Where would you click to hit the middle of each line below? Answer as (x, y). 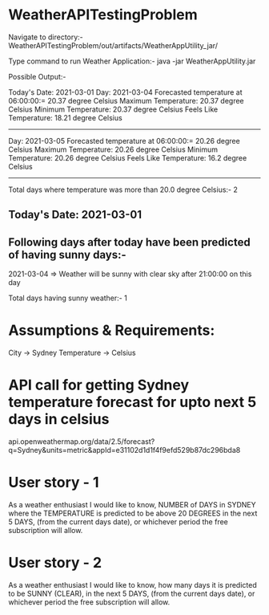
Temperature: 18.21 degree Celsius (65, 117)
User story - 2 (55, 563)
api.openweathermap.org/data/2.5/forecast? (82, 442)
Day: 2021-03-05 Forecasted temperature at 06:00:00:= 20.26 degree (124, 141)
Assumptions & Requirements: (112, 330)
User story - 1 (54, 483)
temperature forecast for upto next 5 (132, 402)
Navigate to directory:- (46, 37)
